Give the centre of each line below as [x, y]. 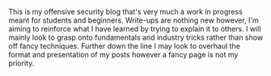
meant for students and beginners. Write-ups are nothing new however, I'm [133, 20]
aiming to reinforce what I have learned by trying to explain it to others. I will [135, 29]
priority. [21, 63]
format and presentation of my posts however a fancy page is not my [123, 55]
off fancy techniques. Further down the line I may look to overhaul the [125, 46]
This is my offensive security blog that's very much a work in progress [125, 12]
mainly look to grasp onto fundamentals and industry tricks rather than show [136, 37]
